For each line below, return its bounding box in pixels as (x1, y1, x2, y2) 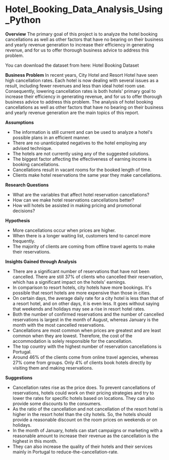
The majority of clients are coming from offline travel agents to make (12, 243, 155, 249)
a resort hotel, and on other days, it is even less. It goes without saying (12, 300, 160, 306)
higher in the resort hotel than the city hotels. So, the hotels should (12, 411, 151, 417)
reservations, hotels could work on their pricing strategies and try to (12, 390, 154, 396)
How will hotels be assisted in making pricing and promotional (12, 202, 141, 208)
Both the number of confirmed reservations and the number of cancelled (12, 311, 164, 317)
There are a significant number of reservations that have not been (12, 268, 150, 274)
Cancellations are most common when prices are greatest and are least (12, 327, 161, 333)
